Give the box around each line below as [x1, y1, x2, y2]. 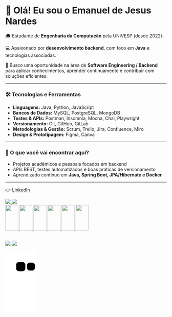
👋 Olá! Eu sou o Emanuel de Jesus [5, 5, 152, 16]
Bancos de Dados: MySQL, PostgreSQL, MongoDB [12, 110, 120, 116]
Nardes [5, 15, 37, 27]
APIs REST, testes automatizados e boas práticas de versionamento [12, 166, 156, 172]
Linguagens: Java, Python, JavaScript [12, 104, 94, 110]
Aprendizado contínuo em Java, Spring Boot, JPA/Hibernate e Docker [12, 171, 162, 178]
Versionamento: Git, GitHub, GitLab [12, 121, 89, 127]
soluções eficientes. [5, 73, 48, 79]
